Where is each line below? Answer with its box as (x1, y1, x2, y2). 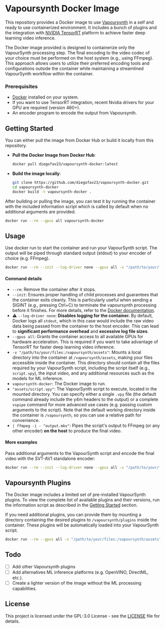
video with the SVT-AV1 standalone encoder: (5, 455, 96, 461)
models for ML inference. (12, 376, 64, 382)
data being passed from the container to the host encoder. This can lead (12, 323, 159, 329)
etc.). (12, 575, 23, 581)
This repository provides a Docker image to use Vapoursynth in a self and (5, 19, 154, 25)
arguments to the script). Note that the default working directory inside (12, 407, 156, 413)
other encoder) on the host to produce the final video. (12, 428, 122, 434)
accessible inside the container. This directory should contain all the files (12, 360, 160, 366)
